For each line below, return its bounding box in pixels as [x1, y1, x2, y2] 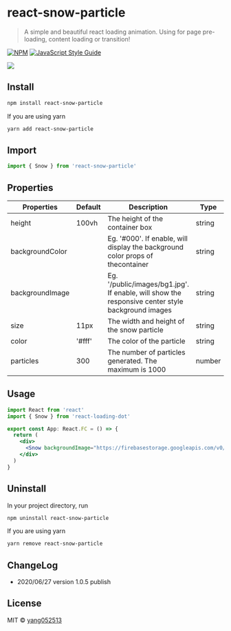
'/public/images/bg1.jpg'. [107, 279, 189, 289]
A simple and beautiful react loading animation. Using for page [23, 28, 201, 36]
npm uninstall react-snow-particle [7, 514, 109, 521]
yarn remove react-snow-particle [7, 540, 103, 548]
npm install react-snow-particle [7, 99, 103, 106]
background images [107, 306, 172, 314]
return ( [13, 432, 38, 439]
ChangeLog [7, 559, 58, 571]
